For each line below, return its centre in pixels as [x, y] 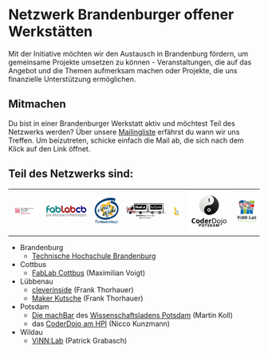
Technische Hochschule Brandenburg [94, 256]
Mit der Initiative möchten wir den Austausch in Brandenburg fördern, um [128, 53]
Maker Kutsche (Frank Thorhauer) [87, 298]
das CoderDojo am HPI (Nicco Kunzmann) [100, 324]
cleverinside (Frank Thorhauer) [83, 289]
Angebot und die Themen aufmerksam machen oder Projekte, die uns [123, 70]
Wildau [32, 331]
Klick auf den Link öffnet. [49, 148]
